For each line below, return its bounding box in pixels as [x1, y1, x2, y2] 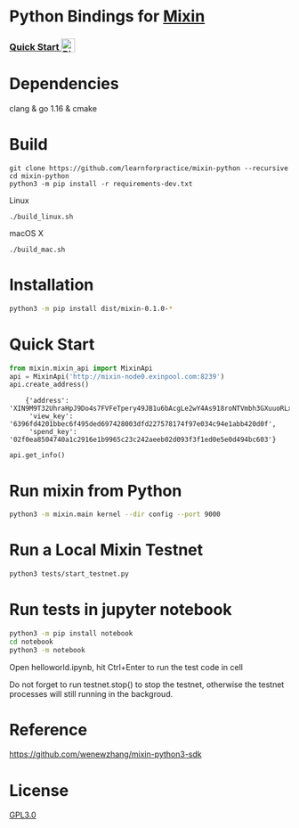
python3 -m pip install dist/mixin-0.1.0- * [9, 304, 174, 313]
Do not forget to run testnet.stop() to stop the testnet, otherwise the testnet [9, 679, 285, 690]
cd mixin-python [9, 171, 69, 180]
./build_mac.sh [9, 245, 66, 254]
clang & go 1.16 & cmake [9, 103, 98, 114]
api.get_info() [9, 451, 66, 460]
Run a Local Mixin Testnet [9, 540, 204, 561]
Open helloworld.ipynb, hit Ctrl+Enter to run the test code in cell [9, 661, 243, 672]
